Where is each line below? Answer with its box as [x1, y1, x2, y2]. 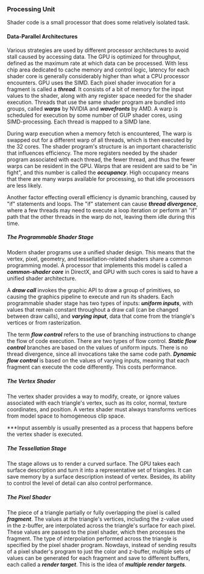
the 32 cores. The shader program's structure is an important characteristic [7, 142, 197, 150]
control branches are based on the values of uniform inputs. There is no [7, 344, 188, 351]
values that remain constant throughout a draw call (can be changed [7, 306, 179, 314]
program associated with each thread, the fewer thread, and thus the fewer [7, 155, 195, 163]
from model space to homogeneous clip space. [7, 412, 125, 420]
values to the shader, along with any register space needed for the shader [7, 92, 192, 99]
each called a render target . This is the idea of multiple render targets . [7, 561, 187, 568]
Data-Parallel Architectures [7, 32, 78, 40]
